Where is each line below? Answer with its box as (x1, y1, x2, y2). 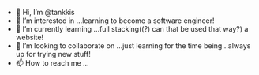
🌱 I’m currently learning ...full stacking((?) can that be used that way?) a (15, 24, 249, 33)
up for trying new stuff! (15, 50, 91, 58)
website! (15, 32, 44, 42)
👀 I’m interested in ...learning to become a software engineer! (15, 16, 215, 25)
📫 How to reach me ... (15, 58, 89, 67)
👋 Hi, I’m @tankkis (15, 8, 75, 17)
